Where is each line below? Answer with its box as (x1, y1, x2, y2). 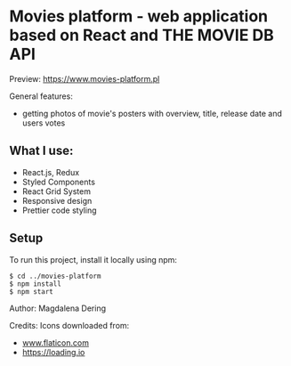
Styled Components (21, 176, 96, 187)
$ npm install (9, 279, 62, 289)
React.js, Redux (21, 167, 80, 177)
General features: (9, 91, 73, 102)
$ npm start (9, 287, 53, 296)
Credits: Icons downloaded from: (9, 320, 130, 330)
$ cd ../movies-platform (9, 272, 101, 281)
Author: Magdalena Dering (9, 303, 107, 313)
